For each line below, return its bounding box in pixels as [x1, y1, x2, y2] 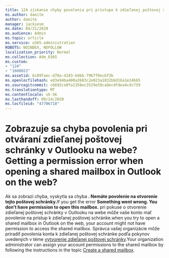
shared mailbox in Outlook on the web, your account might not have [5, 220, 146, 226]
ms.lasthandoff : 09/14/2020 [5, 96, 64, 101]
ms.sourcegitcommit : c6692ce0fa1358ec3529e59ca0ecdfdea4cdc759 [5, 82, 141, 87]
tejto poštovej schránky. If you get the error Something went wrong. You [5, 199, 157, 205]
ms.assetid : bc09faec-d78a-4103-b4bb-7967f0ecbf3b [5, 73, 114, 78]
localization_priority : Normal [5, 49, 71, 55]
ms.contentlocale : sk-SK [5, 92, 57, 97]
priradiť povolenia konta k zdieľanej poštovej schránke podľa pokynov [5, 231, 150, 237]
